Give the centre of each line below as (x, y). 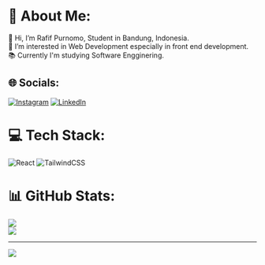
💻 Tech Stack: (57, 135)
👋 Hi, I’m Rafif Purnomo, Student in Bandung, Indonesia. (99, 38)
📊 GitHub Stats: (62, 196)
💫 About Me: (50, 16)
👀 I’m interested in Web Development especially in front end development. (129, 46)
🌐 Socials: (34, 83)
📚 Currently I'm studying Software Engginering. (86, 55)
